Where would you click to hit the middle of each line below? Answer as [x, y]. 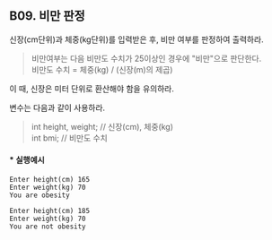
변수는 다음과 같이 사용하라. [57, 107]
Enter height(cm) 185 [50, 211]
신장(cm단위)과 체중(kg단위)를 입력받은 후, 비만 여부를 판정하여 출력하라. [136, 39]
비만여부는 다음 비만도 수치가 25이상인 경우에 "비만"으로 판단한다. [146, 58]
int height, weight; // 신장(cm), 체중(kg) [102, 126]
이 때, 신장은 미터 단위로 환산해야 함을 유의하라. [92, 89]
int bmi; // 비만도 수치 [69, 138]
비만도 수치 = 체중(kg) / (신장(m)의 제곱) [102, 69]
